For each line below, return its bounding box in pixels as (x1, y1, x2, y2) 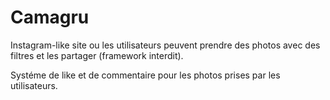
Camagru (10, 6, 90, 29)
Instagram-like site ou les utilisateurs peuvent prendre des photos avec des (10, 39, 321, 51)
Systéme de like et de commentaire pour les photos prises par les (10, 69, 281, 81)
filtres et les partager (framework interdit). (10, 49, 184, 61)
